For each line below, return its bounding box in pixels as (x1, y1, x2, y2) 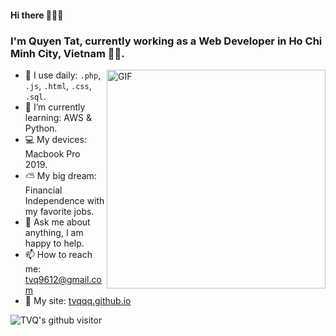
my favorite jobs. (24, 205, 95, 217)
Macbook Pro (24, 147, 81, 160)
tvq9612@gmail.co (24, 273, 102, 285)
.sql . (24, 90, 47, 102)
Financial (24, 184, 63, 196)
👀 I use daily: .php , (24, 69, 102, 81)
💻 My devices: (24, 133, 87, 145)
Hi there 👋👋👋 (10, 9, 64, 21)
